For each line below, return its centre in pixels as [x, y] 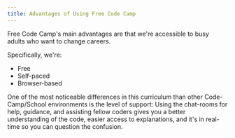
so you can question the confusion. [72, 126]
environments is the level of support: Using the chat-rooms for [138, 104]
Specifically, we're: [35, 55]
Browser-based [40, 83]
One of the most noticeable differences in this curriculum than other [105, 97]
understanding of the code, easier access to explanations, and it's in [106, 119]
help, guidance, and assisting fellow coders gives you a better [97, 111]
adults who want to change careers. [59, 41]
